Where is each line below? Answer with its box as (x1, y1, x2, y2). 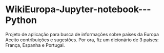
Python (5, 14, 37, 26)
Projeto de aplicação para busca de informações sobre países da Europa (5, 31, 159, 37)
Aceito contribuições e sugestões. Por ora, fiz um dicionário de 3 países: (5, 37, 159, 43)
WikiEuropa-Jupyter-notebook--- (5, 4, 151, 15)
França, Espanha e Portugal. (5, 42, 65, 48)
